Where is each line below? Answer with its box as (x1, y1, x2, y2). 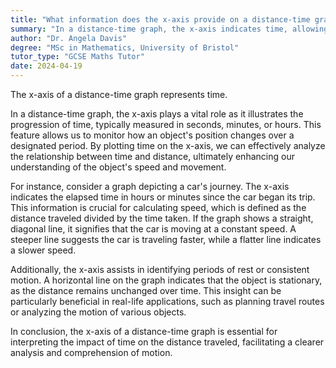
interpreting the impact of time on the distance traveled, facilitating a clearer (10, 336, 325, 348)
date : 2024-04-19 (10, 61, 83, 71)
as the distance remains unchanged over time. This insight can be (10, 285, 282, 296)
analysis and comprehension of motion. (10, 347, 173, 358)
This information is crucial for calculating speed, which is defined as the (10, 202, 307, 213)
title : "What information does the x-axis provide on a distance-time (10, 14, 311, 25)
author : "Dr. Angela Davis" (10, 33, 128, 43)
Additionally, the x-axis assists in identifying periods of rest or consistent (10, 264, 310, 275)
